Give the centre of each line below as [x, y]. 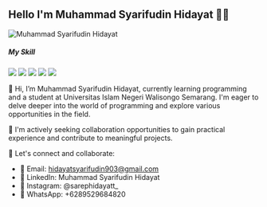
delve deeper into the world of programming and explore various [114, 105]
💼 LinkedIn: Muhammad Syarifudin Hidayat [90, 177]
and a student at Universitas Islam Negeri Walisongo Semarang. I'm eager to [133, 97]
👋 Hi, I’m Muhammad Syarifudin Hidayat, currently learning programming [128, 88]
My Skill [22, 52]
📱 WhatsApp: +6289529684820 [73, 194]
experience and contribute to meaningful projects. [90, 138]
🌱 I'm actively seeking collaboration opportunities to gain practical [117, 129]
